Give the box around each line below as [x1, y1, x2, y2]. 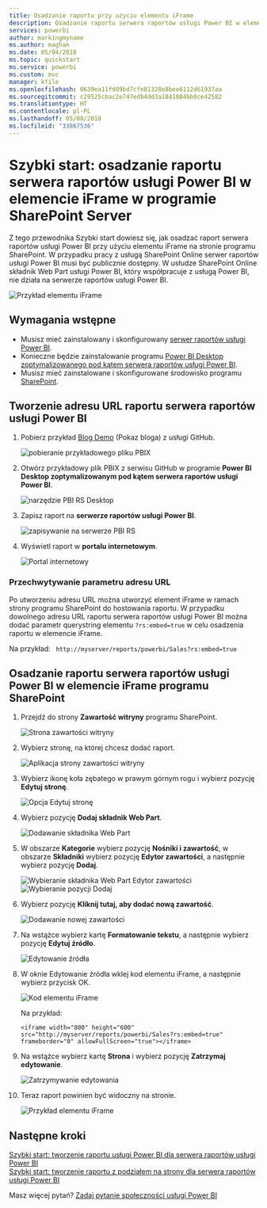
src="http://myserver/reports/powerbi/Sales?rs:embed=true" [20, 1031, 223, 1038]
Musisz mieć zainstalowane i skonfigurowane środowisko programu [20, 368, 242, 377]
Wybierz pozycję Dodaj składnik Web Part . [20, 813, 162, 822]
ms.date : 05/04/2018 [9, 48, 78, 56]
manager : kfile [9, 78, 59, 86]
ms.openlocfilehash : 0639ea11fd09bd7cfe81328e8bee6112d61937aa [9, 85, 223, 93]
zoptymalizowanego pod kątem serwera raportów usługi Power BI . [20, 360, 238, 369]
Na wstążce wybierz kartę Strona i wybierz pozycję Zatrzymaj [20, 1051, 226, 1061]
